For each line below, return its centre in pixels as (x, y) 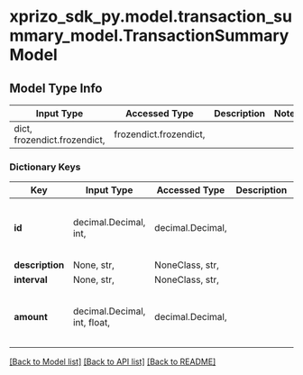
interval (31, 279)
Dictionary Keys (45, 167)
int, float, (92, 323)
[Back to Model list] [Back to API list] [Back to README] (113, 361)
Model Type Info (56, 88)
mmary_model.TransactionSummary (149, 36)
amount (31, 317)
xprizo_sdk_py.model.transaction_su (151, 17)
